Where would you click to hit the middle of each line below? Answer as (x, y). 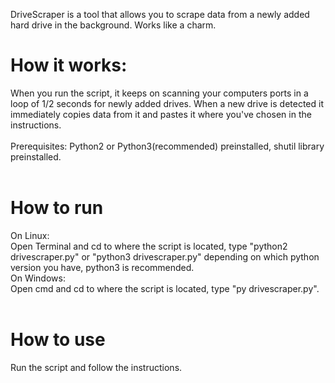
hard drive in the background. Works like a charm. (113, 25)
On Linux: (30, 235)
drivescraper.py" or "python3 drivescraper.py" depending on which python (165, 256)
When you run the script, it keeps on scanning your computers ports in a (159, 93)
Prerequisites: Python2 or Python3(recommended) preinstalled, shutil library (167, 146)
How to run (57, 208)
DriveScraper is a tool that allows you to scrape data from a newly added (160, 14)
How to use (58, 340)
